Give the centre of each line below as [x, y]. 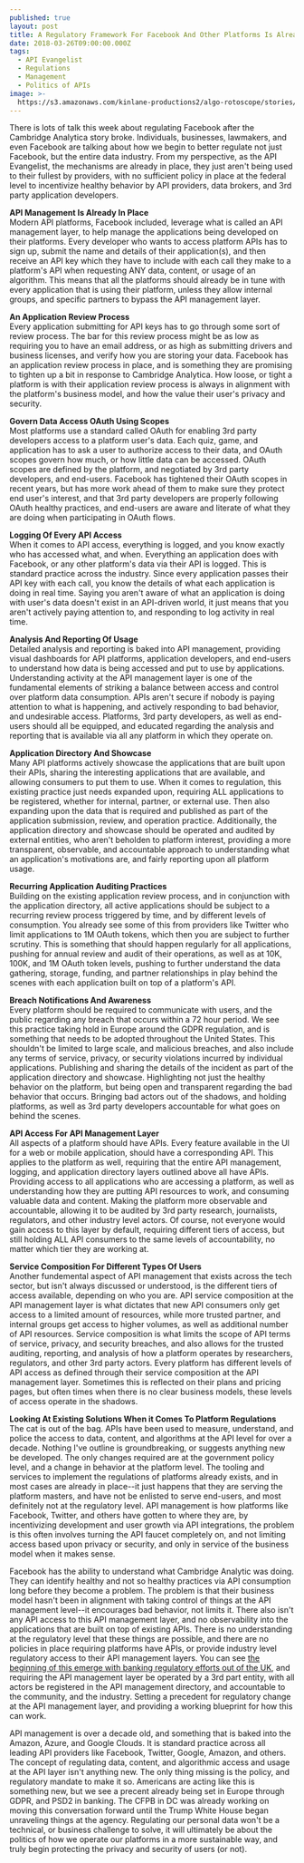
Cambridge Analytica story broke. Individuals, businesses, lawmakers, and [148, 138]
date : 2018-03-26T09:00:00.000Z [70, 43]
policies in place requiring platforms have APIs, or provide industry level [143, 1649]
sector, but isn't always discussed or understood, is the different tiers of [143, 1286]
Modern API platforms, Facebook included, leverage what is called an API [146, 222]
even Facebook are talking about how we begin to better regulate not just [146, 147]
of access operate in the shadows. [74, 1402]
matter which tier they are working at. [79, 1249]
